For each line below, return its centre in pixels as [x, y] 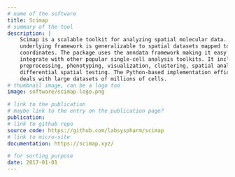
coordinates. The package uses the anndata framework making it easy [123, 53]
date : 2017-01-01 [33, 163]
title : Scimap [28, 20]
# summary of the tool [40, 27]
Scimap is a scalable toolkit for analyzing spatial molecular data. [123, 40]
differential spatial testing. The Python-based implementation [115, 72]
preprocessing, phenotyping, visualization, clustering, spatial [117, 66]
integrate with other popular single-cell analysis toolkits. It [117, 59]
